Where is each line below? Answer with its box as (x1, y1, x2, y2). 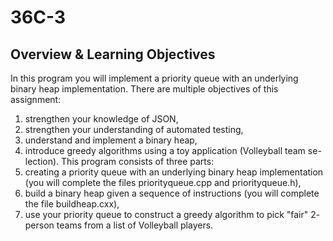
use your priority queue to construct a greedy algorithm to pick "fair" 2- (24, 209, 321, 220)
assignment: (10, 94, 62, 105)
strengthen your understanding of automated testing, (24, 124, 244, 135)
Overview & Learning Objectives (10, 46, 216, 63)
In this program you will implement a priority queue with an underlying (10, 72, 299, 84)
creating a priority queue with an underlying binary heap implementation (24, 166, 324, 178)
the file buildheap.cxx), (24, 198, 120, 210)
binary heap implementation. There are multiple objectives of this (10, 83, 279, 95)
